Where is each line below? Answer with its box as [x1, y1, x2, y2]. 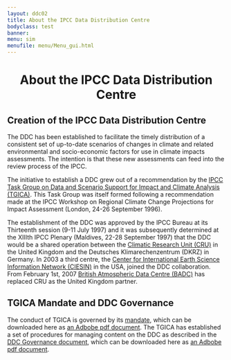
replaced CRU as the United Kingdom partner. [7, 278, 138, 285]
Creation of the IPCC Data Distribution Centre [7, 114, 206, 126]
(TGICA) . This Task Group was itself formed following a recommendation [7, 190, 214, 198]
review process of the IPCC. [7, 162, 88, 170]
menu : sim [7, 36, 36, 43]
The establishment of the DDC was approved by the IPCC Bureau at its [7, 219, 209, 226]
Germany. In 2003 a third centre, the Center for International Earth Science [7, 255, 220, 263]
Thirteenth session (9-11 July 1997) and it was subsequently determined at [7, 226, 219, 234]
